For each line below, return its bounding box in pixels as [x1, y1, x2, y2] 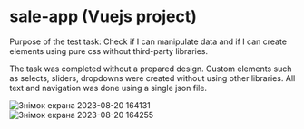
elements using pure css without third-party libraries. [9, 45, 209, 56]
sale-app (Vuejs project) [9, 6, 198, 27]
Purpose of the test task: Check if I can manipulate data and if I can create [9, 36, 288, 47]
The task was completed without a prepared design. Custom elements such [9, 63, 292, 74]
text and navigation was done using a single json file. [9, 82, 207, 93]
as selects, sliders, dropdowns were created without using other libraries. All [9, 72, 296, 83]
